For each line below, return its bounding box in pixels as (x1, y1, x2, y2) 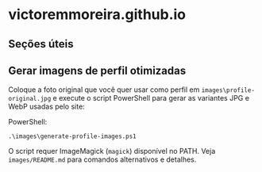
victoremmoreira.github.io (8, 6, 187, 24)
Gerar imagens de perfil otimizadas (8, 63, 187, 77)
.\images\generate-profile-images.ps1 (8, 132, 137, 140)
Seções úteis (8, 37, 74, 51)
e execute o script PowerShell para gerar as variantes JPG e (52, 94, 250, 103)
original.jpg (8, 95, 52, 103)
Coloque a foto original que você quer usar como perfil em (8, 85, 200, 94)
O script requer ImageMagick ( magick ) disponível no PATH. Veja (8, 147, 216, 156)
